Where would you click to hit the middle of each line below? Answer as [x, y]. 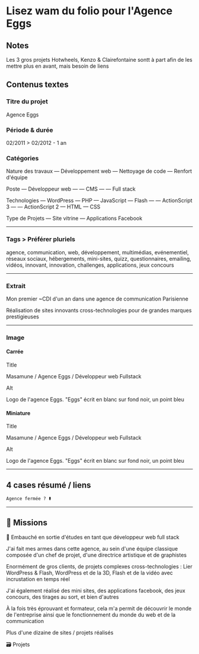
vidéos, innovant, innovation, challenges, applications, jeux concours [90, 265]
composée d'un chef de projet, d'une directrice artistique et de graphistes [97, 555]
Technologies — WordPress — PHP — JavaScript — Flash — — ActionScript [99, 201]
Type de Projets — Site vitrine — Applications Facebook [74, 219]
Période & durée [30, 130]
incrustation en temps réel [38, 579]
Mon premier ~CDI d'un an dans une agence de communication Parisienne [97, 299]
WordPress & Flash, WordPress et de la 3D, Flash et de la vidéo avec [90, 573]
